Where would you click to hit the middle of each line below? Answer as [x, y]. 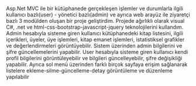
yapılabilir [18, 77]
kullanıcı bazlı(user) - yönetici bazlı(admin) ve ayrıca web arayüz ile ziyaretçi [98, 15]
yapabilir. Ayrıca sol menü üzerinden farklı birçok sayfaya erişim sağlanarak [97, 64]
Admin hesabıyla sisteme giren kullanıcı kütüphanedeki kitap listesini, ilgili [94, 33]
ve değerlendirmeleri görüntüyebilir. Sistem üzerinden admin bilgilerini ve [94, 46]
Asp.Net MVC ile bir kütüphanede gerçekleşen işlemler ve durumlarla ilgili [94, 8]
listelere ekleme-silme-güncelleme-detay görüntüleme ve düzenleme [89, 70]
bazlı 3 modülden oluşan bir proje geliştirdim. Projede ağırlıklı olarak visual [95, 21]
